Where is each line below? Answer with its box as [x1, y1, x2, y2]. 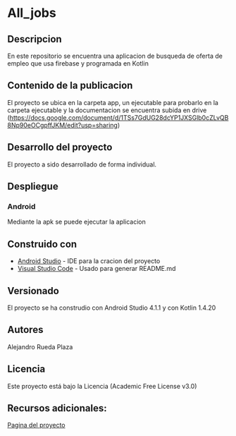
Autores [7, 324, 44, 336]
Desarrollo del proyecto [7, 141, 113, 153]
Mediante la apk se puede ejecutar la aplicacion [7, 217, 147, 226]
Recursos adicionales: [7, 402, 107, 414]
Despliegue [7, 181, 58, 193]
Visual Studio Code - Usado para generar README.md [17, 265, 176, 273]
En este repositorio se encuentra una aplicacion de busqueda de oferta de [7, 52, 223, 60]
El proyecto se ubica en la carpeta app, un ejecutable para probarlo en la [7, 98, 218, 107]
